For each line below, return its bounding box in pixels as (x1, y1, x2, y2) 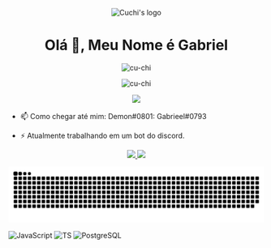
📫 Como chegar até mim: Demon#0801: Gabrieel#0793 (19, 111, 207, 121)
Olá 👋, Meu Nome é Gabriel (44, 36, 229, 54)
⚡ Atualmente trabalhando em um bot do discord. (19, 130, 185, 140)
